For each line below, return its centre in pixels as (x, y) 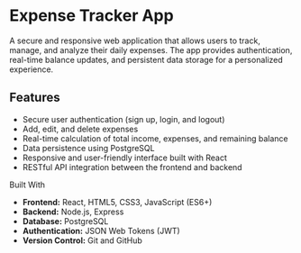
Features (35, 98)
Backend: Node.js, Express (73, 212)
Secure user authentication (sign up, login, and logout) (123, 119)
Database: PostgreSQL (65, 221)
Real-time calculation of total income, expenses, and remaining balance (155, 138)
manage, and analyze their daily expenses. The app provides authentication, (151, 50)
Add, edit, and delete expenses (80, 129)
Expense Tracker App (91, 16)
